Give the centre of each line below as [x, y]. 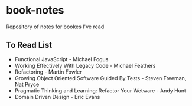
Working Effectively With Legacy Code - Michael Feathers [85, 65]
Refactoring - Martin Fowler [48, 72]
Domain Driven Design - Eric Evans [57, 97]
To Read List [29, 45]
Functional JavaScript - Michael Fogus [61, 59]
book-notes [35, 10]
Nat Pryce [27, 84]
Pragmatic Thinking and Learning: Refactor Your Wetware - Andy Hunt [100, 90]
